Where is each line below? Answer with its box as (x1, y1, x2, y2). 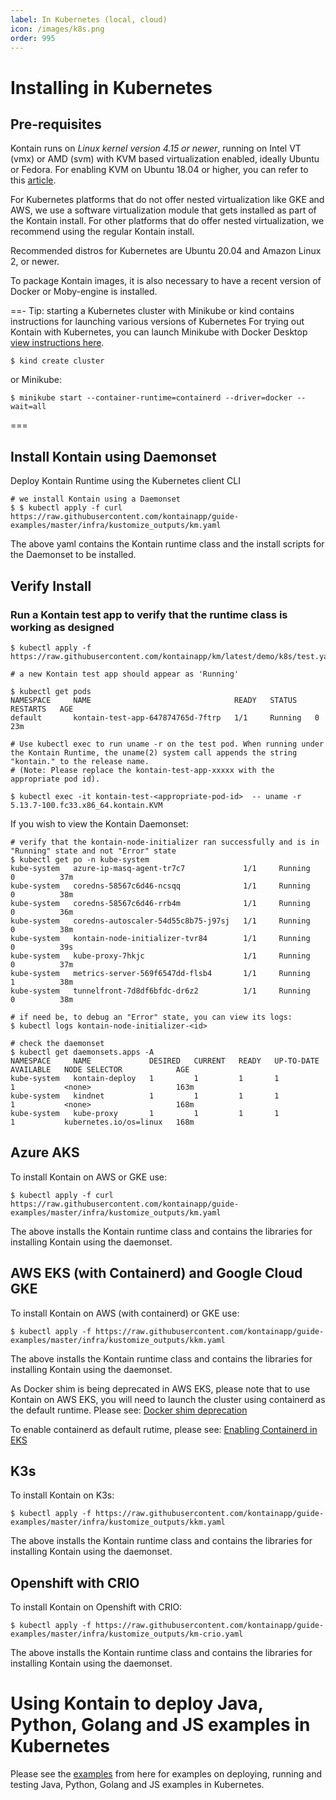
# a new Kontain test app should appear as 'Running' (10, 669, 240, 679)
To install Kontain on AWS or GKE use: (10, 1171, 168, 1183)
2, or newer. (10, 256, 60, 268)
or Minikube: (10, 374, 63, 386)
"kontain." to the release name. (10, 756, 150, 766)
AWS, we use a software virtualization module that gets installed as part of (10, 204, 317, 216)
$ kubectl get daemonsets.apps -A (10, 1047, 155, 1057)
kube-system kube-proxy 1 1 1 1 (10, 1108, 280, 1118)
